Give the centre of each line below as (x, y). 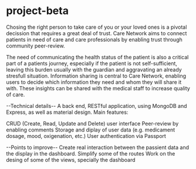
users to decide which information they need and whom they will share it (94, 82)
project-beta (38, 11)
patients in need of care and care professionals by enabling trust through (94, 39)
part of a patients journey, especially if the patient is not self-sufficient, (92, 63)
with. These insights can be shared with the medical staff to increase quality (98, 88)
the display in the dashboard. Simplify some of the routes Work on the (91, 153)
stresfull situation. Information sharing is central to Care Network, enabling (96, 76)
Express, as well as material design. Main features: (67, 112)
